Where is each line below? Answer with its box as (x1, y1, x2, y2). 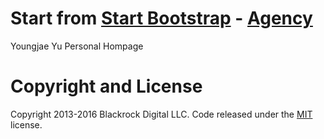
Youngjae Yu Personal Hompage (10, 40, 144, 52)
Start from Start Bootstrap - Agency (10, 7, 313, 30)
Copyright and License (10, 75, 203, 98)
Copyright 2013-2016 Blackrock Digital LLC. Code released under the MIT (10, 108, 313, 120)
